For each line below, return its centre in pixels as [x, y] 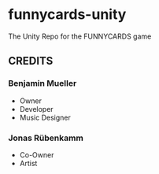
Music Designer [45, 117]
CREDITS [31, 61]
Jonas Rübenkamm [46, 138]
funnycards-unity [67, 15]
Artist [28, 163]
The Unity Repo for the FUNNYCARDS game [80, 36]
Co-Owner [37, 154]
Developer [36, 109]
